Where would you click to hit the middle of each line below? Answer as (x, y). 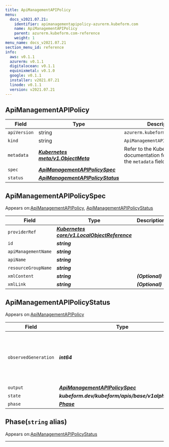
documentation (142, 155)
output (16, 388)
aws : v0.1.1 (22, 57)
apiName (17, 260)
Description (151, 221)
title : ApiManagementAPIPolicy (38, 10)
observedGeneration (31, 357)
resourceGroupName (30, 268)
